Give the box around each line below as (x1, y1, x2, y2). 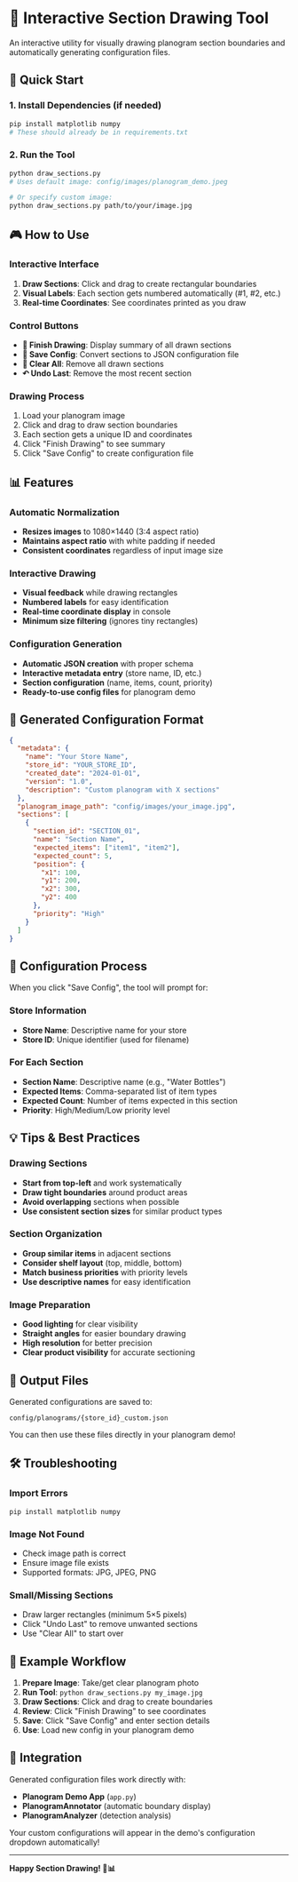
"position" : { (32, 859, 86, 869)
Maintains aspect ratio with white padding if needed (21, 536, 216, 546)
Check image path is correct (21, 1548, 127, 1559)
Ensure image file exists (21, 1557, 109, 1567)
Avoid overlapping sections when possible (21, 1196, 180, 1207)
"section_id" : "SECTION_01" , (32, 826, 141, 836)
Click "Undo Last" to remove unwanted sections (21, 1619, 198, 1630)
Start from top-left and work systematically (21, 1177, 182, 1188)
